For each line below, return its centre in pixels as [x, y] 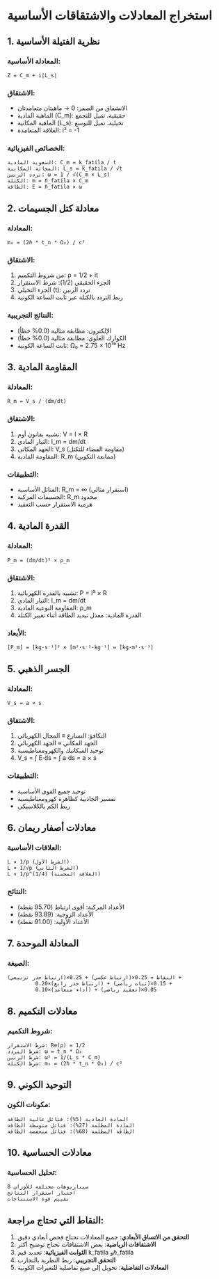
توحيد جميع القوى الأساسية [51, 791]
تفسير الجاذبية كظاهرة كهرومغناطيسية [66, 798]
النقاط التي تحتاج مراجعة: [56, 1220]
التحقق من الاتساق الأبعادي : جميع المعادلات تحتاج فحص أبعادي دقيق [103, 1237]
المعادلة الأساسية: [34, 61]
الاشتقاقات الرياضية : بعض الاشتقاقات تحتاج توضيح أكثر [87, 1245]
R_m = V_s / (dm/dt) [37, 402]
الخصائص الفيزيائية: [36, 148]
